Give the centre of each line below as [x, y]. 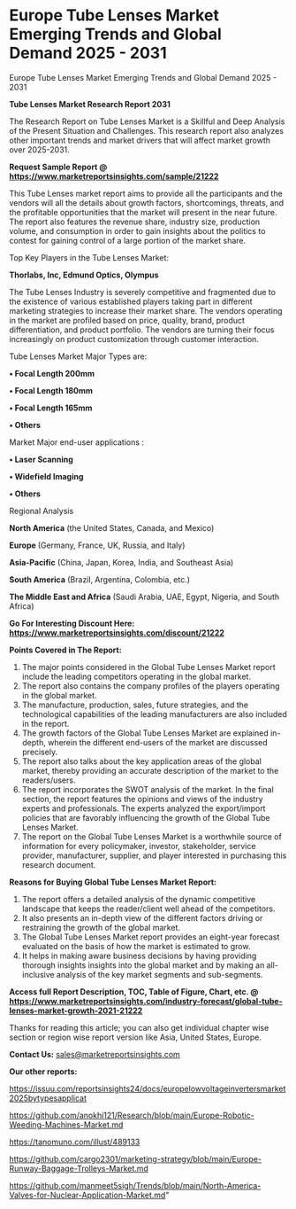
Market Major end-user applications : [76, 442]
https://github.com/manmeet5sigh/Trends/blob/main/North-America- [135, 1185]
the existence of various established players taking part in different [131, 301]
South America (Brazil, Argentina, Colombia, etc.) [100, 579]
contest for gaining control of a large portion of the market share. [128, 240]
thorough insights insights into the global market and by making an [143, 965]
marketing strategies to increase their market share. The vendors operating [146, 310]
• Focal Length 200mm [52, 373]
